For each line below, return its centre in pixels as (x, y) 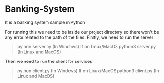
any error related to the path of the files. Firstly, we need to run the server (79, 37)
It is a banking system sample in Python (45, 22)
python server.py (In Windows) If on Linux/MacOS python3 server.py (86, 46)
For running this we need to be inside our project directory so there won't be (82, 32)
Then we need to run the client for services (48, 61)
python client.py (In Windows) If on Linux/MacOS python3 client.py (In (88, 71)
